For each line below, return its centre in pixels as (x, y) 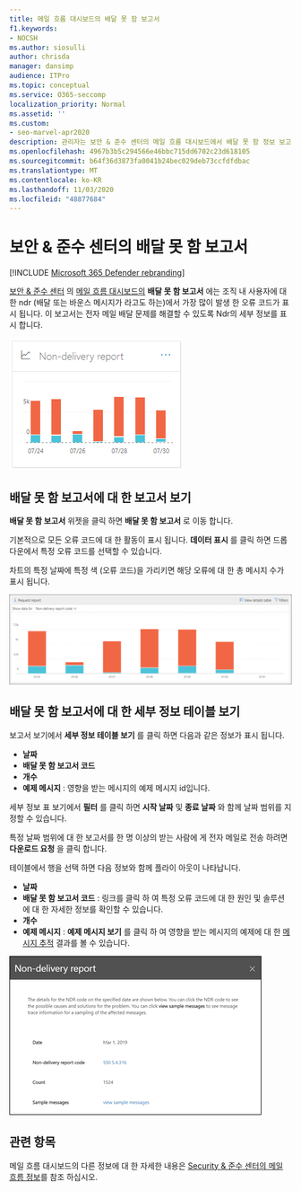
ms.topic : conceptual (50, 85)
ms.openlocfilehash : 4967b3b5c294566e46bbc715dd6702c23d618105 (130, 152)
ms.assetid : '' (38, 114)
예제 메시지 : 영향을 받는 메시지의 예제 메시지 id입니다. (116, 788)
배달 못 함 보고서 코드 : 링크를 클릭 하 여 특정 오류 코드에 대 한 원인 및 (142, 897)
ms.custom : (30, 123)
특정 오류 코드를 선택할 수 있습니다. (101, 551)
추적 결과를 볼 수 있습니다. (84, 942)
